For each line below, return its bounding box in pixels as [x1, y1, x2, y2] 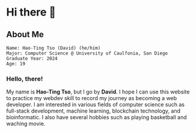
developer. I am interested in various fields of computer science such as [6, 101, 185, 108]
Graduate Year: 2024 [6, 56, 58, 62]
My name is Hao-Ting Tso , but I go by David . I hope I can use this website [6, 88, 190, 95]
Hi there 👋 [6, 5, 56, 19]
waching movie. [6, 120, 46, 128]
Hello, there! [6, 74, 43, 83]
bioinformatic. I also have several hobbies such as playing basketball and [6, 114, 188, 121]
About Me [6, 29, 44, 40]
